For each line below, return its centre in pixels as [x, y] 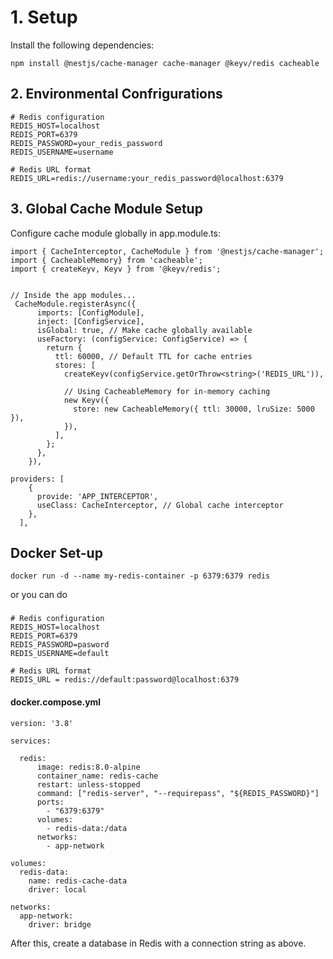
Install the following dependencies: [82, 45]
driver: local [57, 889]
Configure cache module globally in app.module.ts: [116, 233]
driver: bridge [60, 924]
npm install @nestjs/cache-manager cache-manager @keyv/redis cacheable [165, 63]
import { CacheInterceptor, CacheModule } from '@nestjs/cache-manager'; [167, 251]
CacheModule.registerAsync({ [75, 304]
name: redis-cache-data [78, 881]
